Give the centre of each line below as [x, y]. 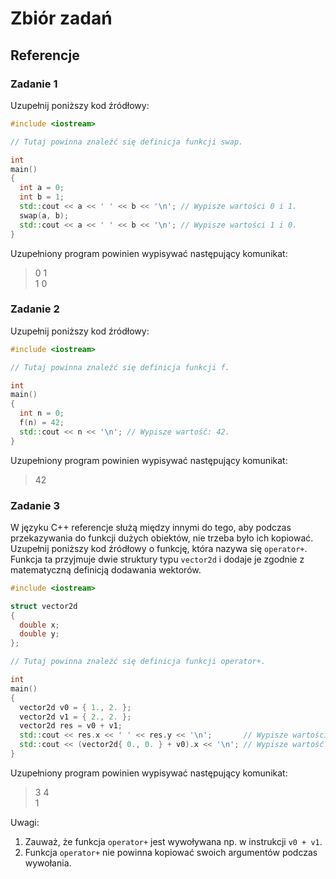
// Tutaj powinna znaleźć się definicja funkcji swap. [127, 142]
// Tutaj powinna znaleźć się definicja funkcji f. [120, 367]
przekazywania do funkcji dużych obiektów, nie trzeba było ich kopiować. [162, 538]
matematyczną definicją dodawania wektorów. [106, 569]
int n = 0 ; [42, 413]
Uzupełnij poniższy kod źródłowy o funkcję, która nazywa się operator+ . [159, 548]
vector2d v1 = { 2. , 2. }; [75, 717]
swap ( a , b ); [44, 215]
